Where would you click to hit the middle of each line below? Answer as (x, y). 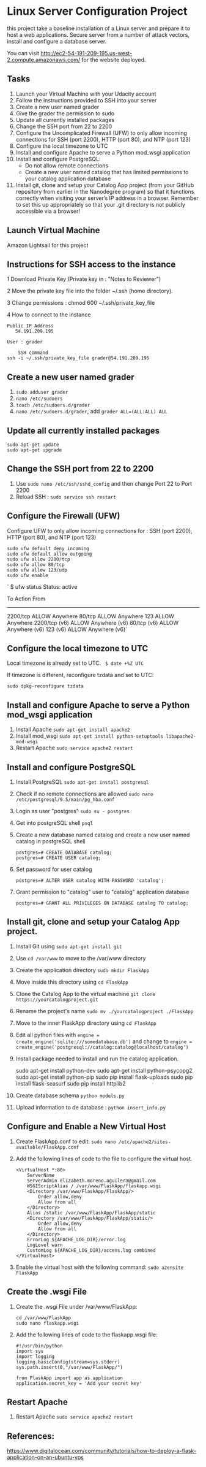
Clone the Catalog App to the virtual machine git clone (85, 994)
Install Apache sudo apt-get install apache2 (73, 730)
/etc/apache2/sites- (145, 1142)
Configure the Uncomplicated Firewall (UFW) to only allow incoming (101, 132)
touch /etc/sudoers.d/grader (53, 405)
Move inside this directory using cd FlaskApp (72, 982)
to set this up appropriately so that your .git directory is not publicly (101, 204)
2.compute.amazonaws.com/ (44, 59)
